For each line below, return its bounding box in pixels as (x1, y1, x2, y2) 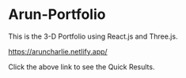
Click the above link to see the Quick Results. (8, 61, 155, 72)
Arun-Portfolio (8, 6, 106, 24)
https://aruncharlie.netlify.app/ (8, 46, 108, 56)
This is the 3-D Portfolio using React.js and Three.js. (8, 32, 178, 41)
